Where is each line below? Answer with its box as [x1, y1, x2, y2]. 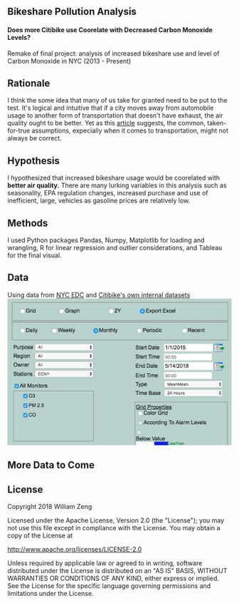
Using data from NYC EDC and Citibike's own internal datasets [7, 290, 191, 299]
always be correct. [7, 134, 62, 143]
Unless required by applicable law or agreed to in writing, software [7, 559, 203, 567]
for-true [7, 126, 31, 135]
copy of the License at [7, 531, 73, 540]
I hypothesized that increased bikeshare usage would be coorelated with [7, 174, 221, 182]
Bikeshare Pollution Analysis [7, 6, 137, 18]
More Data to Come [7, 459, 95, 471]
